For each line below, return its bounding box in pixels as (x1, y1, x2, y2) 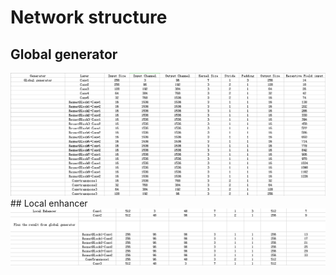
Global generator (10, 46, 118, 63)
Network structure (10, 6, 168, 29)
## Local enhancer (10, 197, 88, 210)
